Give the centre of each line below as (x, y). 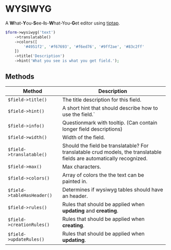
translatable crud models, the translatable (112, 152)
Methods (20, 77)
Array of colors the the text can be (103, 175)
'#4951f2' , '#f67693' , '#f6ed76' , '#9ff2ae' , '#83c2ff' (84, 46)
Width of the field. (84, 137)
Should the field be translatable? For (105, 145)
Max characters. (82, 166)
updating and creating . (90, 211)
